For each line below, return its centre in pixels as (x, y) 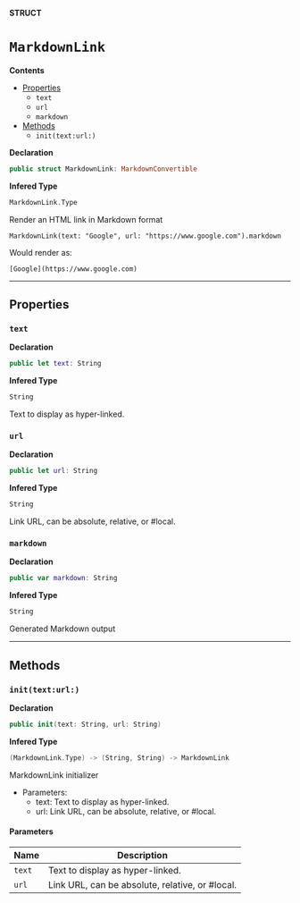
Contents (27, 70)
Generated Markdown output (62, 629)
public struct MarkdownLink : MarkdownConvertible (104, 169)
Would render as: (41, 252)
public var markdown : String (63, 578)
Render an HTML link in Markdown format (86, 219)
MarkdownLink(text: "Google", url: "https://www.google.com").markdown (145, 236)
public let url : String (54, 471)
